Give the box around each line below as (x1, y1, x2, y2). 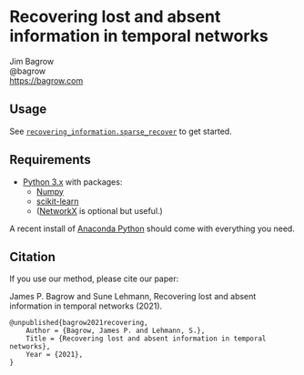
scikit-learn (35, 196, 79, 207)
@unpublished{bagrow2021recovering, (9, 319, 148, 328)
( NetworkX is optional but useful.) (35, 205, 164, 216)
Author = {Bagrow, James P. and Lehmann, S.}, (25, 326, 206, 336)
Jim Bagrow (9, 56, 55, 66)
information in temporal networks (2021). (9, 300, 163, 311)
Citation (9, 248, 56, 265)
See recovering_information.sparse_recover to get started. (9, 126, 232, 137)
